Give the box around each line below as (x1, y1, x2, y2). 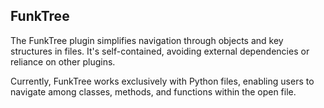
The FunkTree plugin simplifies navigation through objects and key (10, 34, 284, 46)
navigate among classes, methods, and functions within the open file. (10, 85, 297, 98)
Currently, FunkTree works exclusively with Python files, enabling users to (10, 75, 315, 87)
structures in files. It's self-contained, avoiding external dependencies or (10, 45, 310, 57)
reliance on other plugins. (10, 55, 116, 68)
